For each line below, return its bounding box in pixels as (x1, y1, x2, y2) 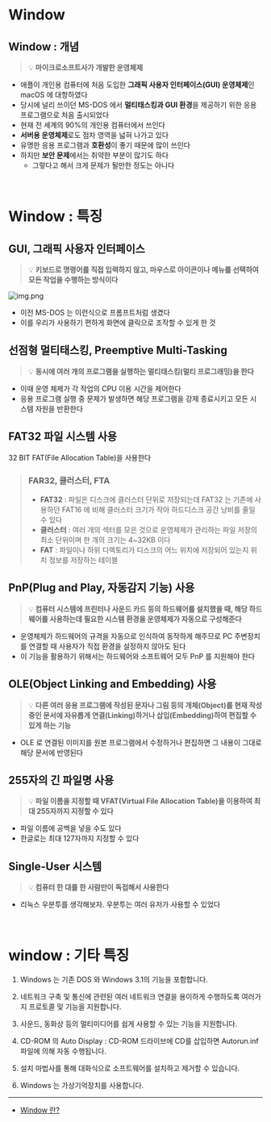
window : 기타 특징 (8, 946, 130, 965)
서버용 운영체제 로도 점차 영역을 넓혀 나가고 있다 (19, 131, 169, 140)
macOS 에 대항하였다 (19, 90, 88, 99)
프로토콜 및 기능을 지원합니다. (28, 1002, 122, 1011)
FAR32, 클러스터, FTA (27, 474, 110, 486)
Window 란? (19, 1105, 60, 1115)
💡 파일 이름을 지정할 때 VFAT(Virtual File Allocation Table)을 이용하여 (27, 796, 252, 806)
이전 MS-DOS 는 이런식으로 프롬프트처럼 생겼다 (19, 308, 171, 317)
